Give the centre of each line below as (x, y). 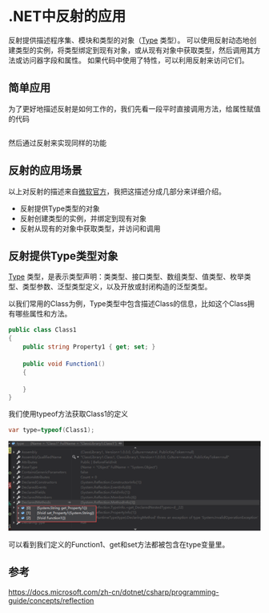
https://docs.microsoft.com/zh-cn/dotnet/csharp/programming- (114, 592)
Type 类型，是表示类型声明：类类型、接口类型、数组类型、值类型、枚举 (126, 276)
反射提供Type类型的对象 (60, 208)
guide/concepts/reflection (51, 600)
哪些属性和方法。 (43, 314)
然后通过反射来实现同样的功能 (57, 143)
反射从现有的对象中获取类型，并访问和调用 (90, 228)
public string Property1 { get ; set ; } (89, 347)
